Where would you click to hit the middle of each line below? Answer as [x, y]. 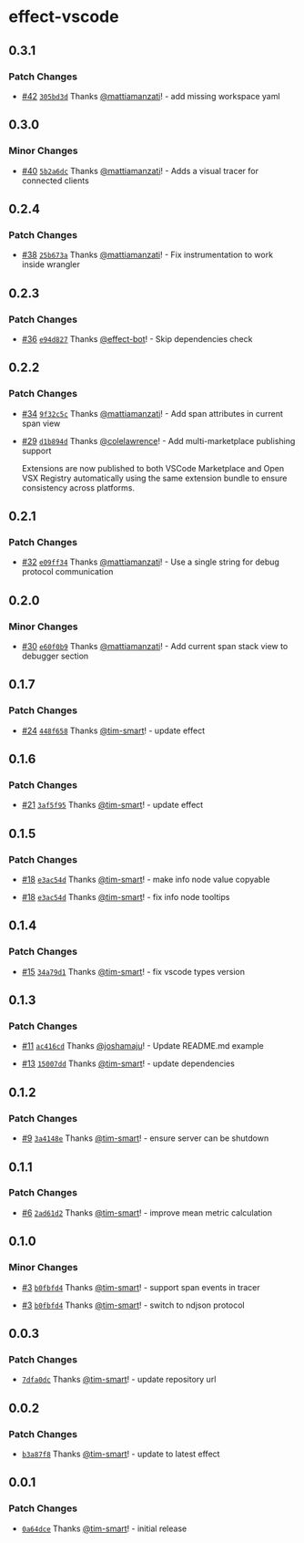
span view [41, 423]
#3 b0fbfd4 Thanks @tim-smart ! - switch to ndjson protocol [133, 1305]
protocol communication [67, 572]
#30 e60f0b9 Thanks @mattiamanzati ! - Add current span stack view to [155, 646]
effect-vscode [64, 17]
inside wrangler [51, 264]
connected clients [56, 181]
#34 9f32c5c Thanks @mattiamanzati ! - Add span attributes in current [152, 413]
